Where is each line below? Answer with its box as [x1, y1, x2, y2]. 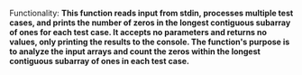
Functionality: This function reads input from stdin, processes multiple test [9, 8, 294, 18]
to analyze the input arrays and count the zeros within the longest [9, 46, 261, 57]
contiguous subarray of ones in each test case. [9, 56, 190, 66]
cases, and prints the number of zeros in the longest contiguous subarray [9, 17, 291, 28]
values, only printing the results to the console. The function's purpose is [9, 36, 290, 47]
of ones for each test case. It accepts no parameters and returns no [9, 27, 268, 37]
